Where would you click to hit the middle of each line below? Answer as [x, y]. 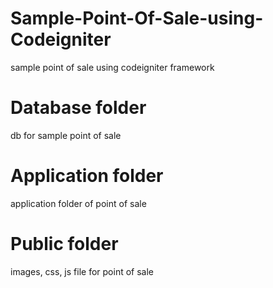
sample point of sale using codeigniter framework [112, 67]
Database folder [78, 108]
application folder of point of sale [78, 203]
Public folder [64, 244]
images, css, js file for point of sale [82, 271]
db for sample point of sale [66, 135]
